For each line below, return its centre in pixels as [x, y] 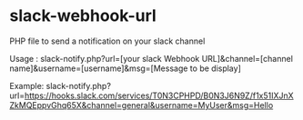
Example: [27, 85]
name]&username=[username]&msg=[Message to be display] [125, 68]
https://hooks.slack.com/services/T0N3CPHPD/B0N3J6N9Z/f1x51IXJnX [159, 95]
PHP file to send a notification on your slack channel [107, 41]
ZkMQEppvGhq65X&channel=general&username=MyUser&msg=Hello [141, 105]
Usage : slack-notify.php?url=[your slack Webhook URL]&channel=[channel [151, 58]
